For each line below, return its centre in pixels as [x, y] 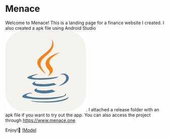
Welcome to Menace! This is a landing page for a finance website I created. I [85, 23]
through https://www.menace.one [40, 120]
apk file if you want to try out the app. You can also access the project [78, 115]
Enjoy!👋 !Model [21, 130]
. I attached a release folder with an [123, 109]
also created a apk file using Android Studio [51, 28]
